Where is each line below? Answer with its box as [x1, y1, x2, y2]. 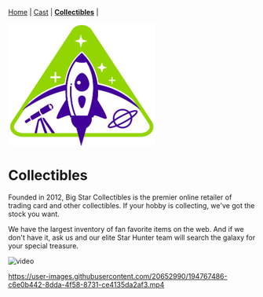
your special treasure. [8, 240, 79, 251]
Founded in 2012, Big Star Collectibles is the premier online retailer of [8, 192, 232, 202]
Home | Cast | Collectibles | [8, 8, 99, 16]
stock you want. [8, 209, 60, 218]
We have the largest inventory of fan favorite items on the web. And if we [8, 224, 245, 233]
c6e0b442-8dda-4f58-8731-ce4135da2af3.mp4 [8, 280, 165, 289]
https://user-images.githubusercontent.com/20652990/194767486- [8, 271, 228, 280]
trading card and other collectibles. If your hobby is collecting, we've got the [8, 200, 255, 210]
